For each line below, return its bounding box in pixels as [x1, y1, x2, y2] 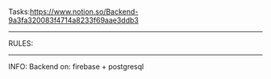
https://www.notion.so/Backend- [29, 7, 139, 16]
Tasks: [8, 7, 31, 16]
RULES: [8, 39, 34, 48]
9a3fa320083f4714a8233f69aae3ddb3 [8, 15, 139, 25]
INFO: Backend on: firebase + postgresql [8, 62, 144, 71]
